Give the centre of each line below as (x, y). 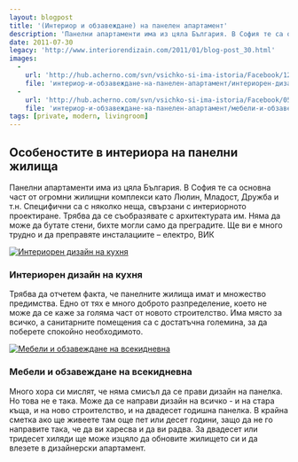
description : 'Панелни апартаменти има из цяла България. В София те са (146, 34)
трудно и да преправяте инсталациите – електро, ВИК (112, 234)
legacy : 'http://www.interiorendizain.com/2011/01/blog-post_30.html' (142, 51)
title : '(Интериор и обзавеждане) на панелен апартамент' (118, 26)
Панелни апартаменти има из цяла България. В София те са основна (140, 187)
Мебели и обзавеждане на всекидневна (101, 372)
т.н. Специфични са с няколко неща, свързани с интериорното (128, 206)
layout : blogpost (41, 17)
